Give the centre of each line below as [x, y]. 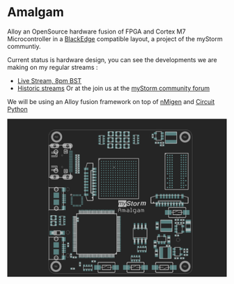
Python [17, 109]
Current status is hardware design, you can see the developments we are [112, 59]
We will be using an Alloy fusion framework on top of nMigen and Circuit [111, 101]
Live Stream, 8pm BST [49, 80]
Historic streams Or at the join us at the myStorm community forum [114, 88]
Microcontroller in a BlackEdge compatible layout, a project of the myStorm [115, 38]
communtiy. [24, 46]
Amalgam [36, 12]
